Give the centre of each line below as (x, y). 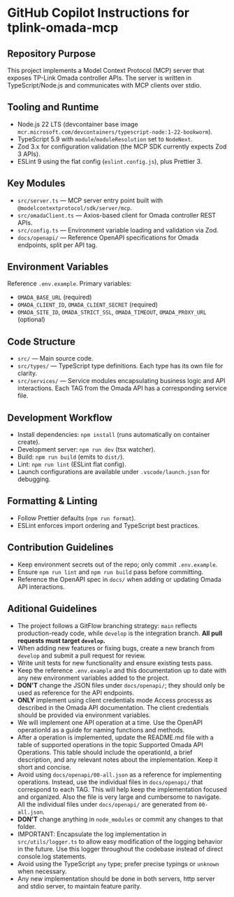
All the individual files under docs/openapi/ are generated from (107, 804)
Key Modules (36, 183)
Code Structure (41, 341)
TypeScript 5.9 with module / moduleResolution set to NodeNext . (105, 139)
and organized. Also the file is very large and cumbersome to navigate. (119, 797)
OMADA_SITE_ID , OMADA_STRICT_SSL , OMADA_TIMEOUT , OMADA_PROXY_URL (112, 312)
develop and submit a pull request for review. (82, 655)
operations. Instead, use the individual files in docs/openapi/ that (110, 781)
